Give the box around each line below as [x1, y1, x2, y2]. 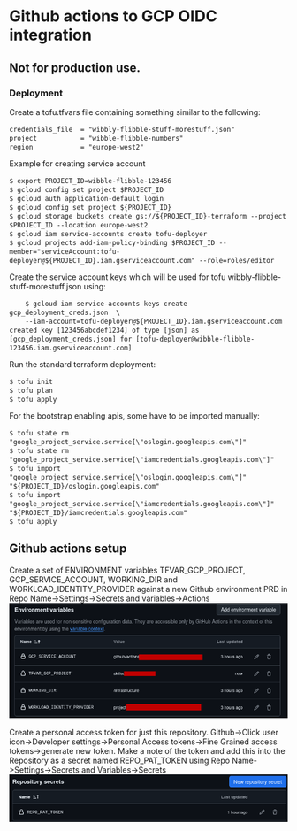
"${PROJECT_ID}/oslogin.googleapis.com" [9, 481, 161, 490]
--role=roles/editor [198, 256, 275, 265]
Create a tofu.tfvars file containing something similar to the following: [9, 106, 261, 117]
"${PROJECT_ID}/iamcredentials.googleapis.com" [9, 508, 188, 517]
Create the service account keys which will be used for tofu [9, 272, 226, 282]
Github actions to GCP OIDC [9, 6, 218, 27]
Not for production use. [9, 60, 141, 75]
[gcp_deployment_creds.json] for [9, 335, 133, 343]
